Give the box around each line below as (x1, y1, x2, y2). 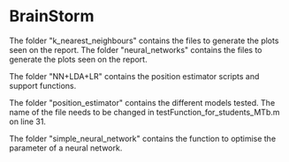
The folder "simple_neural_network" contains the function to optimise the (9, 133, 277, 144)
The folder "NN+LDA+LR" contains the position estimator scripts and (9, 70, 260, 81)
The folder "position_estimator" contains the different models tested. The (9, 97, 276, 107)
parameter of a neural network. (9, 143, 123, 153)
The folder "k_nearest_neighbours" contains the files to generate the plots (9, 35, 279, 46)
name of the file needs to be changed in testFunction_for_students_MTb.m (9, 107, 280, 117)
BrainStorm (9, 6, 95, 26)
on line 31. (9, 116, 47, 127)
